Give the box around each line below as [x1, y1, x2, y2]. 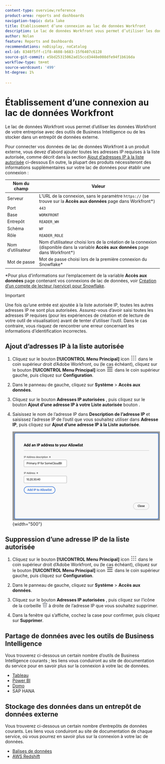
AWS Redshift [12, 753, 40, 759]
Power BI [12, 678, 31, 683]
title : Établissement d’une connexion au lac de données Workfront [5, 24, 146, 28]
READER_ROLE [39, 233, 64, 238]
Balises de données [12, 748, 53, 754]
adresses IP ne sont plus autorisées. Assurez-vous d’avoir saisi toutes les [5, 307, 154, 313]
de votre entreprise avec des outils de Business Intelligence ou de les [5, 129, 146, 135]
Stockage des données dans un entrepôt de [5, 702, 141, 710]
